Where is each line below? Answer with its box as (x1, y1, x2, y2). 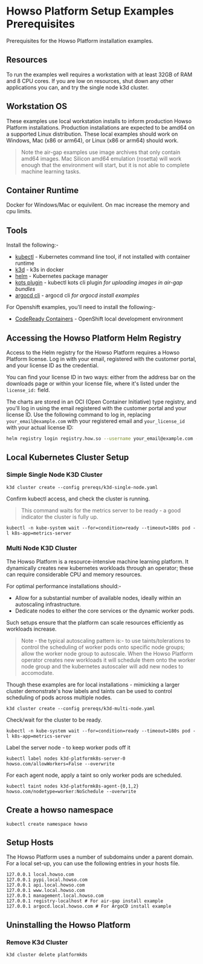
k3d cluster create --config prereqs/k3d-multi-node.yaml (6, 705, 155, 711)
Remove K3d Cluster (6, 938, 68, 946)
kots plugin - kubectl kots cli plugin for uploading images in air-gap (14, 279, 183, 286)
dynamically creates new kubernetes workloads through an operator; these (6, 564, 194, 571)
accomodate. (21, 669, 54, 676)
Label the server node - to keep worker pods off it (6, 743, 131, 751)
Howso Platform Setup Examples (6, 4, 174, 18)
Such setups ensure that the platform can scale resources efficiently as (6, 619, 184, 626)
